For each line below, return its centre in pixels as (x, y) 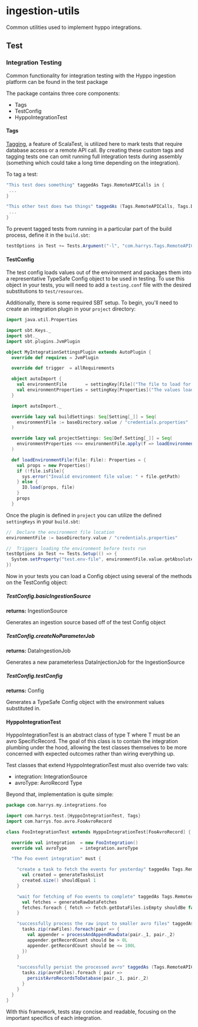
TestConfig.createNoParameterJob (51, 635)
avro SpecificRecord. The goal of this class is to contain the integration (92, 741)
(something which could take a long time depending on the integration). (93, 162)
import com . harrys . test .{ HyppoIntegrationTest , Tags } (74, 816)
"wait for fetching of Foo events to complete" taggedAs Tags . (96, 896)
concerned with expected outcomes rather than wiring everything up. (90, 754)
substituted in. (24, 708)
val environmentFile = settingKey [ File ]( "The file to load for (104, 384)
